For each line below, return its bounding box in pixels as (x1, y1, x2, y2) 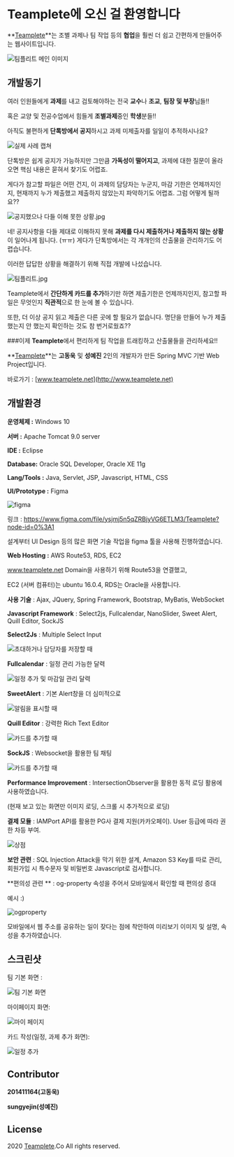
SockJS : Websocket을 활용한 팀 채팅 (7, 748, 112, 757)
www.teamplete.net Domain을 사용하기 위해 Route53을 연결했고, (7, 565, 187, 574)
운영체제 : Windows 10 (7, 417, 70, 425)
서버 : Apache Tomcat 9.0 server (7, 432, 101, 441)
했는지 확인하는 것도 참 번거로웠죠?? (33, 321, 131, 329)
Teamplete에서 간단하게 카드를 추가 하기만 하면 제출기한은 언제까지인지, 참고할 (7, 289, 220, 297)
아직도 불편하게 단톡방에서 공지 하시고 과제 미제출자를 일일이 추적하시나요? (7, 127, 208, 135)
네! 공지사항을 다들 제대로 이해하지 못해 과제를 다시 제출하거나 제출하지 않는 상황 (7, 227, 224, 235)
